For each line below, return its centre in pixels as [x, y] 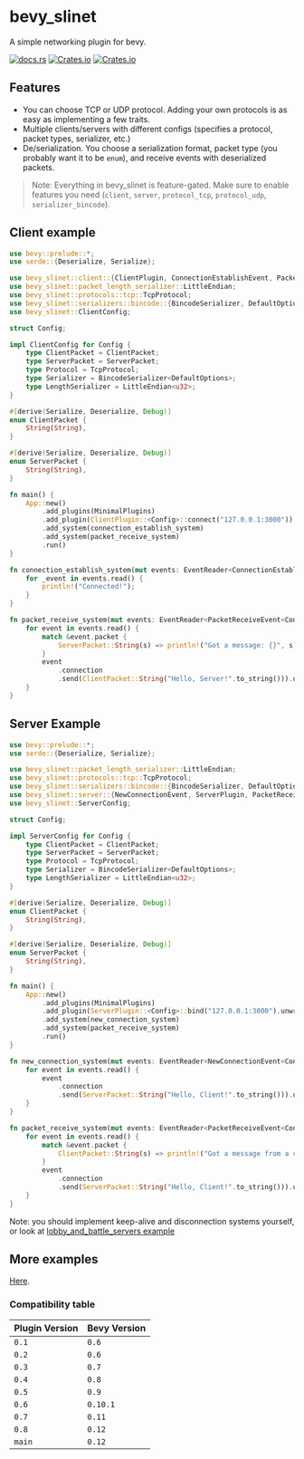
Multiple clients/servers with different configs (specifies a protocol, [147, 129]
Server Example [55, 724]
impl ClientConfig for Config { [70, 345]
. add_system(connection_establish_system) [123, 528]
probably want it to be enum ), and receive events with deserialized [144, 158]
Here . [19, 1281]
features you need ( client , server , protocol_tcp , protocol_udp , [149, 194]
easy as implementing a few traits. [86, 119]
